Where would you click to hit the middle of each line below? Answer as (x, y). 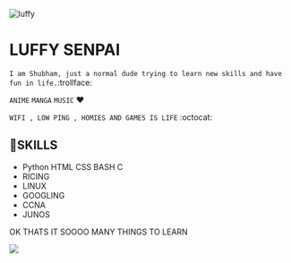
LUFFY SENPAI (65, 50)
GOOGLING (43, 195)
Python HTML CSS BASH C (73, 166)
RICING (36, 176)
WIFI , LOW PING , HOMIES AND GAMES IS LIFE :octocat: (111, 117)
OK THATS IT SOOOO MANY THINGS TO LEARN (98, 232)
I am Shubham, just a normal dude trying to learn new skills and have (145, 73)
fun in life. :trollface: (51, 82)
